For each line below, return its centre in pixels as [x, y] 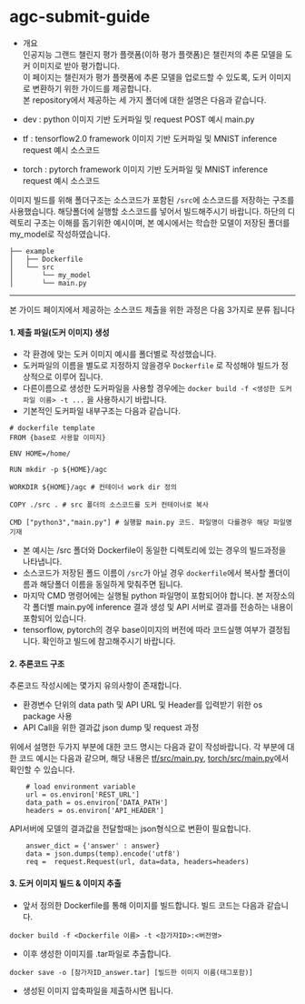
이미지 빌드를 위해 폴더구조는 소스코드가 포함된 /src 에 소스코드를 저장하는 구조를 [152, 200]
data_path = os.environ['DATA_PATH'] [97, 803]
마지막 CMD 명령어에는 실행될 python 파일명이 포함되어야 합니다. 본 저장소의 [158, 596]
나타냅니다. [42, 562]
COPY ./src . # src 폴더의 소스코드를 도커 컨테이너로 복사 [109, 505]
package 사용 [47, 717]
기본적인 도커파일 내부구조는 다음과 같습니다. [102, 411]
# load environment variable [81, 787]
